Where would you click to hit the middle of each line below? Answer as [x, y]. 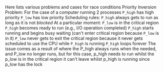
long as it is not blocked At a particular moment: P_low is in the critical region [82, 23]
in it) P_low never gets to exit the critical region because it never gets [74, 38]
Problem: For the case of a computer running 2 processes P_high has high [80, 12]
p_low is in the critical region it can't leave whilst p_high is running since [77, 59]
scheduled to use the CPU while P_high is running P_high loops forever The [81, 43]
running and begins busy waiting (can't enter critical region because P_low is [82, 33]
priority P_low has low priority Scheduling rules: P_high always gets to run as [82, 17]
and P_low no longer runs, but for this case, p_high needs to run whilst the [80, 54]
